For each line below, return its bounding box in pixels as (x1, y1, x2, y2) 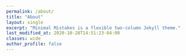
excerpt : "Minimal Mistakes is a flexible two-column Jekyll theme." (6, 24, 181, 31)
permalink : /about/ (6, 8, 54, 15)
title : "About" (6, 14, 44, 20)
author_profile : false (6, 41, 62, 47)
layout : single (6, 19, 44, 25)
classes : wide (6, 36, 41, 41)
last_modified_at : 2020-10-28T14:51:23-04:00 (6, 30, 120, 36)
